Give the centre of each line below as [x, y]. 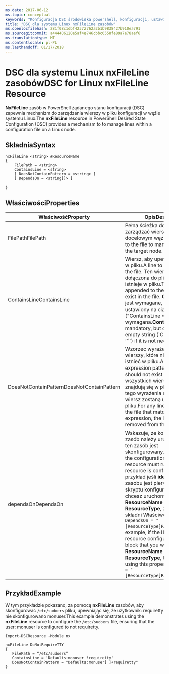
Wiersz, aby [139, 259]
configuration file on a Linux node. [41, 129]
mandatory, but [143, 328]
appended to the [145, 290]
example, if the [142, 532]
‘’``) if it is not [141, 341]
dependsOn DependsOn [36, 504]
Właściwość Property [64, 217]
